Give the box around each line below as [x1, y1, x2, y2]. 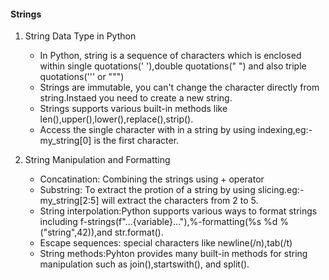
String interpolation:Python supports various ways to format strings [39, 205, 318, 217]
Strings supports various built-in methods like [39, 103, 228, 115]
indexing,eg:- [257, 124, 313, 136]
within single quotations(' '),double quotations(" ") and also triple [39, 60, 307, 72]
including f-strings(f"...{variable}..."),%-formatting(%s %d [39, 216, 278, 228]
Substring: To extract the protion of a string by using [39, 184, 256, 196]
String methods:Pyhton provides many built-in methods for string [39, 248, 308, 260]
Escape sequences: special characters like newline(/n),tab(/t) [39, 237, 293, 249]
